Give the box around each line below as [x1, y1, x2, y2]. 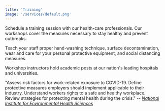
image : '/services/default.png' [5, 12, 71, 17]
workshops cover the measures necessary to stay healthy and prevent [5, 30, 148, 36]
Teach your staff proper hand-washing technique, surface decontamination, [5, 45, 159, 51]
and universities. [5, 70, 38, 76]
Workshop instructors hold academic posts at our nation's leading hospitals [5, 65, 159, 71]
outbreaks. [5, 35, 27, 42]
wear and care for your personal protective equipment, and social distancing [5, 50, 161, 56]
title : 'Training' [5, 7, 43, 12]
